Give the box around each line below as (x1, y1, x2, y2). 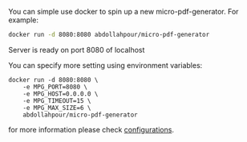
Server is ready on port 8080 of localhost (8, 45, 145, 54)
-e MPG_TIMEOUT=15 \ (22, 97, 91, 105)
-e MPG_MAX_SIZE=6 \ (22, 104, 91, 112)
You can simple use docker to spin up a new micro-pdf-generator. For (8, 7, 239, 16)
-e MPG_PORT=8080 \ (22, 83, 88, 91)
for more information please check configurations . (8, 124, 175, 134)
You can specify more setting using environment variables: (8, 60, 203, 70)
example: (8, 15, 38, 25)
